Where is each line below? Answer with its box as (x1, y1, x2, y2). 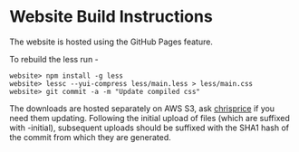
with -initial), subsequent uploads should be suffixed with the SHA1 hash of (9, 122, 290, 133)
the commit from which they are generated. (9, 131, 172, 142)
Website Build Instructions (9, 6, 213, 27)
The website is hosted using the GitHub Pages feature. (9, 36, 213, 47)
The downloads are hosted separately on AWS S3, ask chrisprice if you (9, 102, 275, 114)
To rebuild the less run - (9, 53, 100, 64)
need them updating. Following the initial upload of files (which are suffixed (9, 112, 290, 123)
